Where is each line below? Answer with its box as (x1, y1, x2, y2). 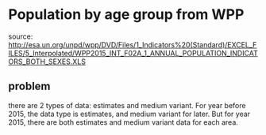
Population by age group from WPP (8, 6, 245, 24)
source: (8, 32, 33, 41)
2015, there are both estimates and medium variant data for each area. (8, 117, 238, 127)
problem (8, 80, 51, 93)
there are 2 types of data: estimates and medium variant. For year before (8, 100, 246, 110)
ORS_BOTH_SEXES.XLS (8, 57, 86, 66)
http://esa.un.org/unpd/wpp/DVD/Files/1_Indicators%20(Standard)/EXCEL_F (8, 39, 257, 49)
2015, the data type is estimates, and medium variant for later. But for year (8, 109, 251, 118)
